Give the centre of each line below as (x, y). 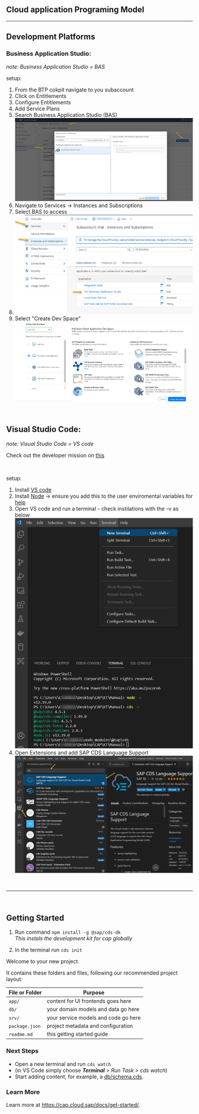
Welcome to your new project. (43, 962)
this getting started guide (78, 1034)
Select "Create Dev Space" (48, 318)
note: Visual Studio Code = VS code (50, 444)
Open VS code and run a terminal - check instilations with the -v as (97, 508)
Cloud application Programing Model (75, 10)
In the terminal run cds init (48, 950)
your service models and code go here (94, 1017)
